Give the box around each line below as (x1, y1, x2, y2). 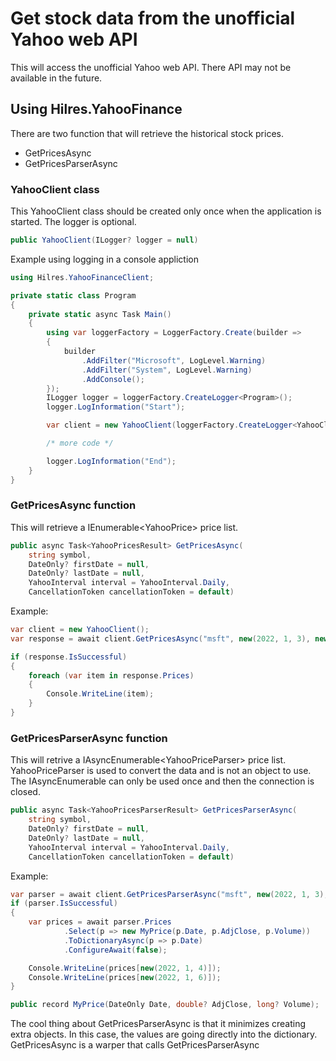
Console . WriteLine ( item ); (46, 689, 155, 699)
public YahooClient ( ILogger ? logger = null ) (10, 235, 199, 246)
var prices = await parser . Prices (28, 917, 172, 927)
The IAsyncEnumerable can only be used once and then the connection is (10, 775, 315, 787)
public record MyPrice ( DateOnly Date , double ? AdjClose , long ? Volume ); (10, 1000, 320, 1010)
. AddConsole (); (81, 374, 145, 384)
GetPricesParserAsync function (10, 731, 168, 745)
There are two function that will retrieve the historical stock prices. (10, 127, 284, 139)
